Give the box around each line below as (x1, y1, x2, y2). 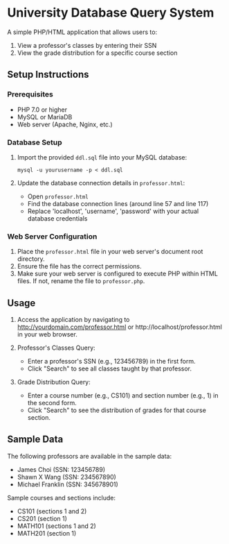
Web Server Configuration (7, 231, 98, 241)
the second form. (27, 399, 77, 407)
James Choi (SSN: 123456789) (17, 465, 106, 473)
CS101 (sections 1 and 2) (17, 507, 87, 515)
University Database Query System (7, 5, 214, 21)
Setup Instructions (7, 69, 89, 80)
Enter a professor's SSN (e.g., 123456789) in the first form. (27, 357, 196, 366)
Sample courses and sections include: (7, 493, 116, 502)
